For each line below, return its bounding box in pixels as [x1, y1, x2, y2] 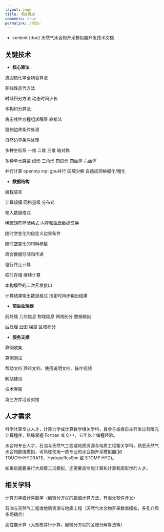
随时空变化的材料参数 [5, 241, 48, 247]
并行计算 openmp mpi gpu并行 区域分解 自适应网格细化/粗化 [5, 168, 126, 174]
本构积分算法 [5, 106, 31, 112]
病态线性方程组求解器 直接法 [5, 116, 62, 122]
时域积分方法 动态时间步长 [5, 96, 58, 102]
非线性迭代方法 [5, 85, 35, 91]
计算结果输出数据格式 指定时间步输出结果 [5, 293, 88, 298]
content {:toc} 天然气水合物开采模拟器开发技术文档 [12, 35, 114, 41]
